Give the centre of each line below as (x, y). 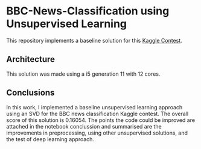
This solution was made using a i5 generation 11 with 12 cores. (83, 74)
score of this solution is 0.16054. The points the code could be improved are (101, 120)
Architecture (31, 59)
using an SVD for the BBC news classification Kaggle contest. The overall (97, 114)
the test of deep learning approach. (50, 139)
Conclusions (30, 93)
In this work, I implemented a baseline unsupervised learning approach (94, 107)
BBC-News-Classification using (88, 11)
